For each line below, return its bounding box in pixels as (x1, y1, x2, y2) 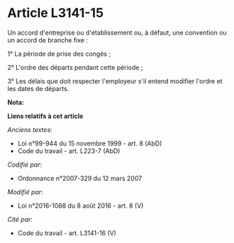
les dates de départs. (7, 84, 69, 93)
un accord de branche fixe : (7, 35, 89, 44)
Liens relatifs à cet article (7, 112, 84, 120)
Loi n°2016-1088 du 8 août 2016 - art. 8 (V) (17, 201, 144, 210)
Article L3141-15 (7, 5, 104, 21)
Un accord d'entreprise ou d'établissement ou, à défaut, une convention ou (7, 28, 227, 37)
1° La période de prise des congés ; (7, 49, 111, 58)
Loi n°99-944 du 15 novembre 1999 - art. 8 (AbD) (17, 139, 162, 148)
